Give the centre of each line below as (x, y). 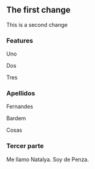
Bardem (16, 118)
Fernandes (20, 107)
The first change (39, 10)
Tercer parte (25, 146)
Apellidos (21, 93)
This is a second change (37, 24)
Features (20, 40)
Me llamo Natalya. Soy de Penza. (48, 159)
